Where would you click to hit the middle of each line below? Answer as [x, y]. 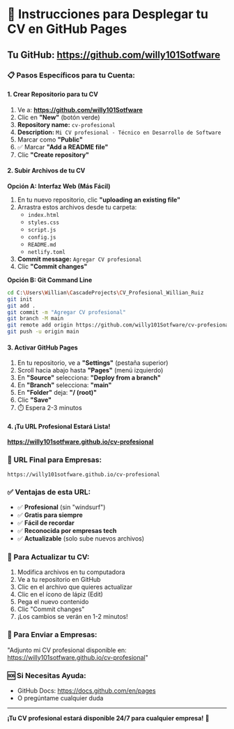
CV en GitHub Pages [67, 29]
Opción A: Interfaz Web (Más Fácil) [59, 186]
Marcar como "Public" [50, 140]
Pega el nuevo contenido [53, 602]
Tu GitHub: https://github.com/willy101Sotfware [114, 55]
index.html [44, 215]
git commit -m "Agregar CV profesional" [67, 312]
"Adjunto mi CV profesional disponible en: [67, 650]
